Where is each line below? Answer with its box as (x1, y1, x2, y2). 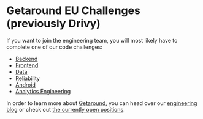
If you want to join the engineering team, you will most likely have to (6, 37, 178, 44)
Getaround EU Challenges (6, 4, 141, 18)
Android (15, 81, 36, 88)
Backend (15, 55, 38, 62)
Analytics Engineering (15, 87, 71, 95)
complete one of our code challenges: (6, 43, 103, 51)
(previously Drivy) (6, 16, 101, 31)
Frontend (15, 62, 39, 69)
